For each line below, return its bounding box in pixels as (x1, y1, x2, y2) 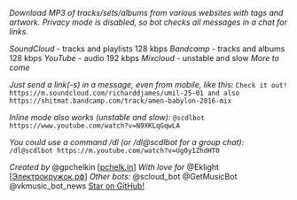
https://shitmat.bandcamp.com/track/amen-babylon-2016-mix (9, 96, 232, 105)
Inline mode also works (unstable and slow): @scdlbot (9, 112, 206, 122)
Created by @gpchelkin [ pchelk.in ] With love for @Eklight (9, 162, 220, 172)
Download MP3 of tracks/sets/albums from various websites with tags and (9, 8, 284, 18)
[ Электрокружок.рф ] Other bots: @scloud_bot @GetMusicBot (9, 172, 238, 181)
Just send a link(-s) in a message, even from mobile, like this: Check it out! (9, 80, 288, 89)
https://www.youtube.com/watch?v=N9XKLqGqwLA (9, 121, 180, 130)
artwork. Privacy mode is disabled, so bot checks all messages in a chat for (9, 17, 288, 27)
